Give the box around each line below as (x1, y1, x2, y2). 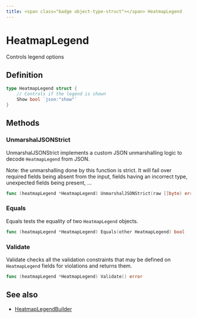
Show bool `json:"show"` (16, 97, 77, 102)
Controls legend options (6, 53, 64, 60)
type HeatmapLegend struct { (6, 86, 77, 91)
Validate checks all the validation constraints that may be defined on (6, 256, 171, 263)
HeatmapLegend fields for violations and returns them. (6, 262, 133, 269)
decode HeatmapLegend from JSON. (6, 155, 90, 162)
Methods (6, 118, 40, 128)
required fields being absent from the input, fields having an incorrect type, (6, 173, 188, 180)
